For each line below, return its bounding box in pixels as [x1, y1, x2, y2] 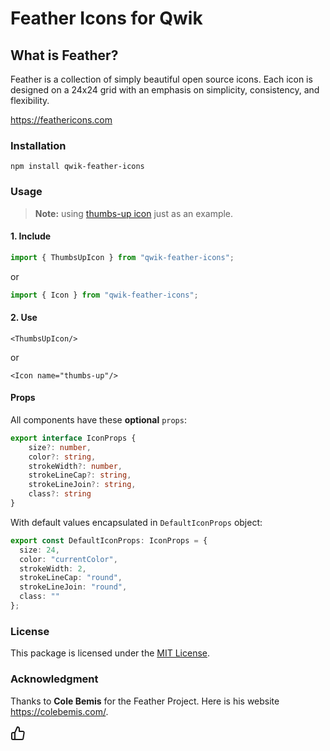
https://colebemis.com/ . [10, 705, 109, 717]
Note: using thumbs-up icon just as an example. [34, 207, 234, 219]
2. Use [10, 312, 38, 324]
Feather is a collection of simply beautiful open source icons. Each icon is [10, 73, 313, 85]
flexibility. [10, 95, 50, 106]
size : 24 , [19, 545, 60, 555]
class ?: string [28, 489, 92, 499]
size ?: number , [28, 442, 92, 452]
